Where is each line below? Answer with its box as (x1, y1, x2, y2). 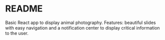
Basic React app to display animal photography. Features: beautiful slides (5, 19, 156, 25)
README (5, 3, 43, 14)
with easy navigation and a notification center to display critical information (5, 24, 160, 30)
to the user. (5, 30, 28, 36)
